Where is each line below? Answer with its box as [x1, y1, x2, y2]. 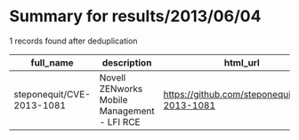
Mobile [99, 93, 128, 105]
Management [99, 105, 155, 117]
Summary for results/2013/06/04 [9, 6, 262, 27]
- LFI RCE [99, 115, 141, 128]
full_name [30, 56, 74, 68]
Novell [99, 71, 126, 83]
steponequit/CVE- [13, 88, 91, 100]
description [101, 56, 152, 68]
